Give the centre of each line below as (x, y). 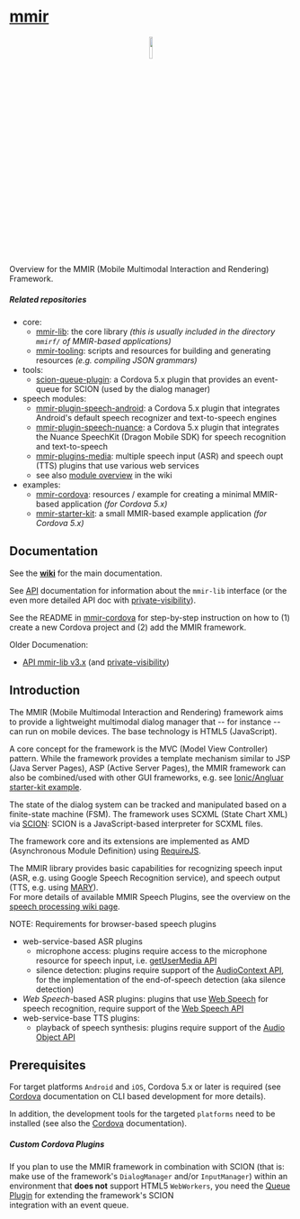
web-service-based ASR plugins (83, 941)
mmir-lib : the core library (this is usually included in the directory (155, 332)
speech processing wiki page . (65, 906)
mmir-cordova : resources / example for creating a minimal (143, 494)
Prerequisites (48, 1065)
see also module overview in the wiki (104, 475)
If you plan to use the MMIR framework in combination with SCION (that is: (147, 1167)
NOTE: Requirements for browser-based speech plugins (113, 923)
